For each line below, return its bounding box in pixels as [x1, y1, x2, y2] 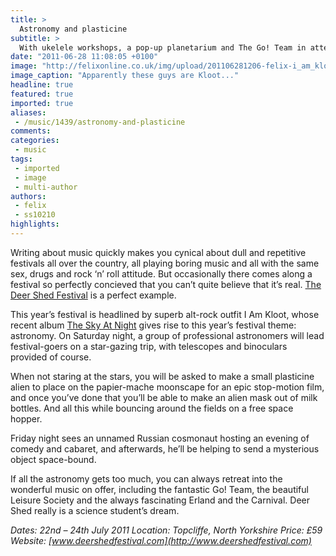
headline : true [10, 80, 74, 90]
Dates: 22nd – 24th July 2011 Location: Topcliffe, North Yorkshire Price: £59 [10, 524, 323, 536]
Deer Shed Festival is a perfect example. [10, 289, 177, 301]
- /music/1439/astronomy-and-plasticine [14, 117, 186, 127]
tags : [10, 154, 33, 164]
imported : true [10, 98, 74, 108]
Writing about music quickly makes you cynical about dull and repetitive [10, 246, 307, 258]
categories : [10, 136, 60, 146]
